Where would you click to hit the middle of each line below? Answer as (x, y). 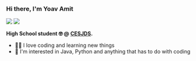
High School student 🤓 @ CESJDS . (49, 33)
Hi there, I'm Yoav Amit (40, 9)
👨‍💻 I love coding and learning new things (65, 45)
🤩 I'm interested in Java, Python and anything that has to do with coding (102, 52)
